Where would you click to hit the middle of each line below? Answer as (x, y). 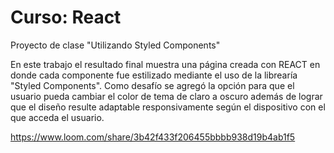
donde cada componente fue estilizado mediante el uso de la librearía (154, 75)
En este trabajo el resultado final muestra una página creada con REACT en (165, 64)
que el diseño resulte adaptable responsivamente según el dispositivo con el (168, 107)
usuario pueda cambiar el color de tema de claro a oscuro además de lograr (166, 96)
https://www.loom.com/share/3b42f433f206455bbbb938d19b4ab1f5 (153, 137)
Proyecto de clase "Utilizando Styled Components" (115, 45)
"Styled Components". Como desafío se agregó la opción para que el (152, 85)
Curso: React (66, 17)
